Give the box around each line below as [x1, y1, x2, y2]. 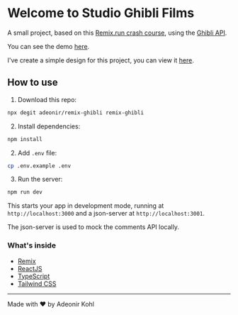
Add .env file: [17, 148, 57, 157]
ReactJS [17, 264, 42, 272]
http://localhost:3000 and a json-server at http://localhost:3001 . [7, 209, 205, 218]
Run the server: [17, 175, 63, 184]
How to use [7, 77, 58, 89]
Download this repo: [17, 95, 76, 104]
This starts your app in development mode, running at [7, 201, 164, 210]
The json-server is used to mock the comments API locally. [7, 223, 179, 231]
